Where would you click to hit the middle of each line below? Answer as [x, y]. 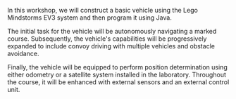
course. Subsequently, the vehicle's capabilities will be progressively [107, 39]
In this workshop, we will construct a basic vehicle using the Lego [103, 10]
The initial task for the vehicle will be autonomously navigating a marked [112, 31]
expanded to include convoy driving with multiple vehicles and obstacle [111, 46]
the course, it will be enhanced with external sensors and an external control [118, 82]
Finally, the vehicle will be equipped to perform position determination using [117, 67]
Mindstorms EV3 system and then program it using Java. [90, 18]
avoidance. [23, 53]
